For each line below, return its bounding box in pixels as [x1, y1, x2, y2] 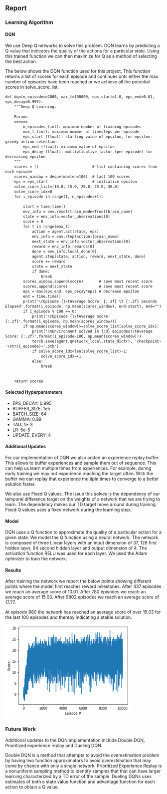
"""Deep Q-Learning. [14, 104, 57, 109]
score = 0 [23, 219, 43, 224]
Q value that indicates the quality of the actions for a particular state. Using [5, 47, 160, 54]
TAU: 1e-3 [12, 421, 33, 427]
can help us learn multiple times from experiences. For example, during [5, 465, 152, 471]
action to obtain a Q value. [5, 784, 59, 790]
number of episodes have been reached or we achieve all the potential [5, 78, 150, 84]
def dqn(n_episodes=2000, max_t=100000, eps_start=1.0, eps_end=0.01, [5, 94, 155, 99]
